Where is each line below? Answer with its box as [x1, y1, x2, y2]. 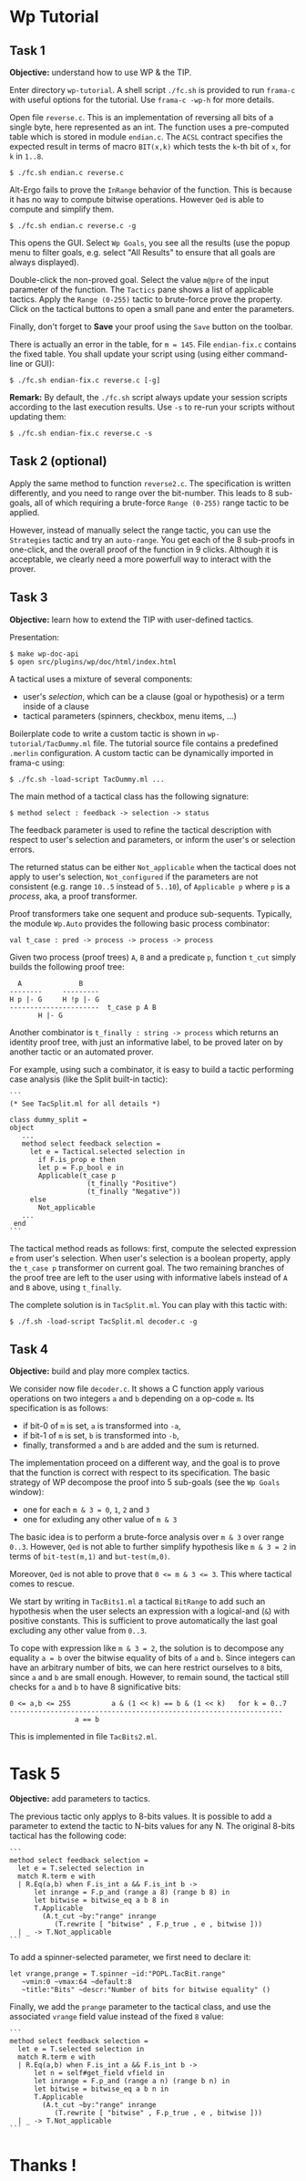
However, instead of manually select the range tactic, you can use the [9, 524, 271, 535]
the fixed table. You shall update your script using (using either [9, 348, 245, 359]
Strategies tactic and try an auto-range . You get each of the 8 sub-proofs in [9, 534, 295, 545]
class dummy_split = [9, 1115, 88, 1124]
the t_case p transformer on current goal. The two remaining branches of [9, 1262, 285, 1273]
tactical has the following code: [9, 1831, 127, 1842]
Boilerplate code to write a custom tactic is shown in [9, 728, 206, 739]
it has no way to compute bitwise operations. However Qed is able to [9, 194, 264, 204]
